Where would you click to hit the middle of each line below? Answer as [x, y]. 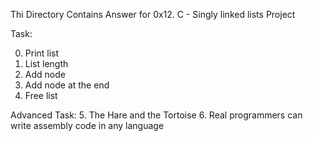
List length [46, 63]
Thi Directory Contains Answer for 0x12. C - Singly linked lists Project [153, 14]
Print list [42, 53]
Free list [41, 95]
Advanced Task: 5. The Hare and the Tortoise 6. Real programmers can [156, 115]
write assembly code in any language [87, 125]
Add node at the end [67, 85]
